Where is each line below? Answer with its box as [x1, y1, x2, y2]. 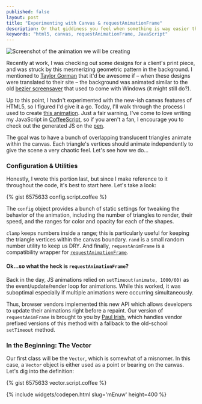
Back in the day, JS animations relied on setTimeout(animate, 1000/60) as [6, 276, 189, 283]
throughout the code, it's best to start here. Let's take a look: [6, 182, 156, 189]
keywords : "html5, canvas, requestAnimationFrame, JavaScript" [6, 31, 168, 37]
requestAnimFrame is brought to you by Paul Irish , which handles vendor [6, 313, 183, 320]
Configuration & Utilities [6, 162, 78, 170]
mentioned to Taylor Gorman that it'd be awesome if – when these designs [6, 72, 191, 79]
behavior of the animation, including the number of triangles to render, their [6, 211, 193, 219]
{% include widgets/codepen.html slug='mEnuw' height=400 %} [6, 391, 167, 398]
